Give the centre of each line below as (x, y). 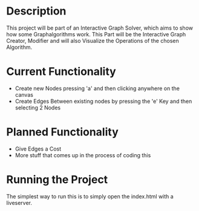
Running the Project (57, 180)
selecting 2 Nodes (38, 108)
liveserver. (19, 203)
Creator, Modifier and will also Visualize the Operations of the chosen (93, 41)
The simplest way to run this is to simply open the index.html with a (90, 196)
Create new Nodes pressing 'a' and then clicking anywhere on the (97, 88)
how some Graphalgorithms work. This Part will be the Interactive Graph (96, 34)
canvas (24, 94)
